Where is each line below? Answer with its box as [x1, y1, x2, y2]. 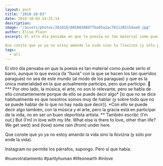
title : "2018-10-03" [5, 12, 47, 17]
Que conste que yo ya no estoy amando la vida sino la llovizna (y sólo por [5, 132, 152, 137]
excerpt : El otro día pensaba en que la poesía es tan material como [5, 34, 149, 39]
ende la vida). [5, 136, 33, 142]
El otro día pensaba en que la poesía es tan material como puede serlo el [5, 65, 150, 71]
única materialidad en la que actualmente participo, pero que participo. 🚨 [5, 81, 151, 86]
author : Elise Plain [5, 30, 47, 34]
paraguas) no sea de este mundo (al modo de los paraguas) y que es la [5, 76, 148, 82]
